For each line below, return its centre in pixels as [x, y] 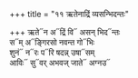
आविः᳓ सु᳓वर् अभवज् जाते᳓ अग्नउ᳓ [60, 63]
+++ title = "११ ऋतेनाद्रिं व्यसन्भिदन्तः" [69, 14]
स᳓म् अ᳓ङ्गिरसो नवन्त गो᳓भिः [52, 42]
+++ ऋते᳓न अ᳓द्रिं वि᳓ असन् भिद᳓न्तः [65, 32]
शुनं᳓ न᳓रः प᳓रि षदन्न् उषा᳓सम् [52, 53]
